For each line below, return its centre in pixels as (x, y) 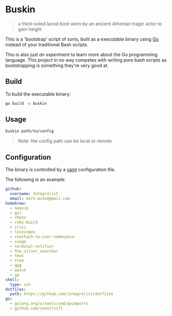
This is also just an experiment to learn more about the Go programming (81, 54)
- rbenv (18, 218)
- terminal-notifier (32, 246)
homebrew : (16, 203)
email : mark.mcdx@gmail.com (40, 198)
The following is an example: (35, 180)
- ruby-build (24, 222)
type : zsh (20, 284)
